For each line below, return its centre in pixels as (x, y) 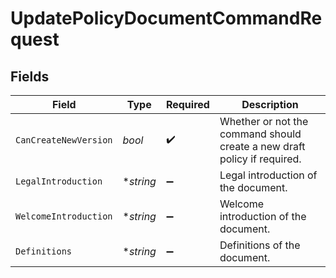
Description (270, 104)
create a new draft (262, 146)
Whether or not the (264, 121)
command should (260, 134)
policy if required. (260, 159)
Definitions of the (260, 245)
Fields (30, 76)
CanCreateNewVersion (64, 140)
